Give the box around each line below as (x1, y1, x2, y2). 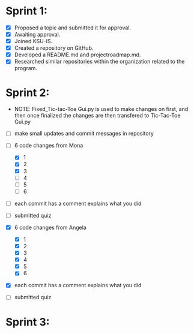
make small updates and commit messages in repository (14, 130, 154, 137)
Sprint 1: (5, 4, 47, 18)
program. (14, 65, 37, 72)
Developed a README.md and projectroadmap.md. (14, 51, 141, 58)
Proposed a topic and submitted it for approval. (14, 24, 132, 31)
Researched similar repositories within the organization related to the (14, 58, 185, 65)
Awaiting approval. (14, 31, 61, 38)
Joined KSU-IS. (14, 38, 53, 45)
